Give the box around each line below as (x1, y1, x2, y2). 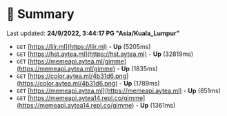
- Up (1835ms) (116, 64, 158, 72)
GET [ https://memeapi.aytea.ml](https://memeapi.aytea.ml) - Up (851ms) (16, 86, 221, 95)
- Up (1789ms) (119, 79, 160, 87)
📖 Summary (6, 6, 75, 22)
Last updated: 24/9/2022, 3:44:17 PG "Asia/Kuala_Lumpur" (6, 29, 180, 37)
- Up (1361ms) (135, 101, 176, 109)
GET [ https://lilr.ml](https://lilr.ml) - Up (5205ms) (16, 42, 151, 50)
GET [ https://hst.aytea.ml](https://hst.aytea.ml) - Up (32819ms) (16, 50, 194, 58)
